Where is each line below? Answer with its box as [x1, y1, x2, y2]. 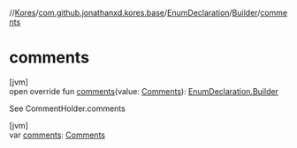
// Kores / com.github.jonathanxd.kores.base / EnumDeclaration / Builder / [9, 8, 261, 18]
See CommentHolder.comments [9, 103, 126, 114]
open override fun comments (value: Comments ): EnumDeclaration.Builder [9, 85, 278, 96]
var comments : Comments [9, 129, 106, 140]
